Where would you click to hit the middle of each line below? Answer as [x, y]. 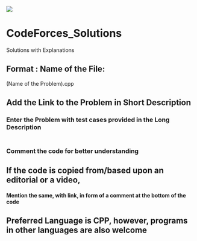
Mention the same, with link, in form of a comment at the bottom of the [96, 195]
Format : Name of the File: [56, 69]
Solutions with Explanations [40, 50]
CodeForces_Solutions [64, 34]
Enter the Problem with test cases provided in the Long [88, 120]
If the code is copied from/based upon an [85, 171]
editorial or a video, [43, 180]
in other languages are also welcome [77, 230]
